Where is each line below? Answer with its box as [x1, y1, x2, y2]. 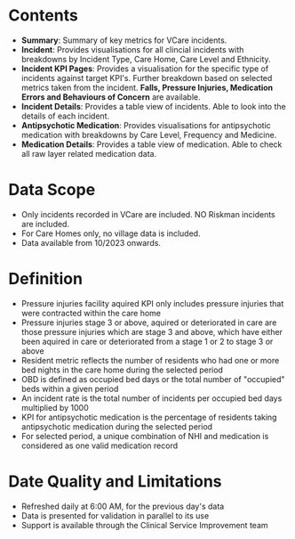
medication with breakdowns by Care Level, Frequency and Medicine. [20, 129, 277, 140]
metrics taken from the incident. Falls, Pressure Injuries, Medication [20, 82, 274, 93]
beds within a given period [20, 383, 119, 394]
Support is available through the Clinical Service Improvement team [20, 519, 268, 530]
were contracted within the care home [20, 307, 162, 318]
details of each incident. [20, 110, 110, 121]
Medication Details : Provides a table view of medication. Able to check [20, 139, 283, 150]
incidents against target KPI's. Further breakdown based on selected [20, 72, 273, 83]
